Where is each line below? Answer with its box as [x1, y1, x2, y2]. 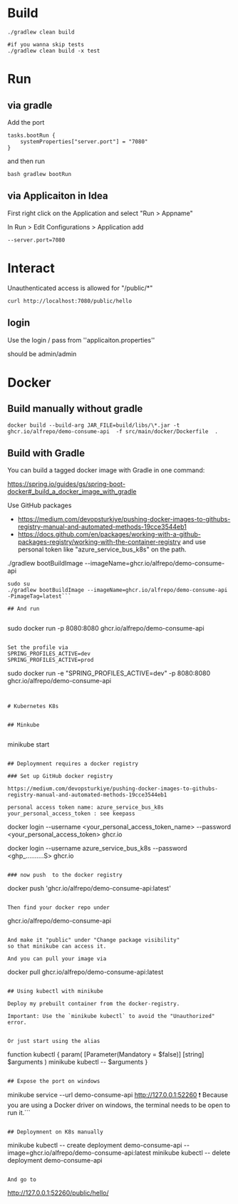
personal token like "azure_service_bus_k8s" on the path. [17, 545, 187, 554]
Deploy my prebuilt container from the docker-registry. [7, 1000, 180, 1007]
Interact [7, 260, 55, 276]
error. [7, 1019, 27, 1027]
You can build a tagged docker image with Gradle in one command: [7, 466, 205, 474]
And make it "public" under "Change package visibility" [7, 937, 180, 944]
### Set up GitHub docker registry [7, 773, 113, 780]
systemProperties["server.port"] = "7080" [20, 137, 148, 145]
